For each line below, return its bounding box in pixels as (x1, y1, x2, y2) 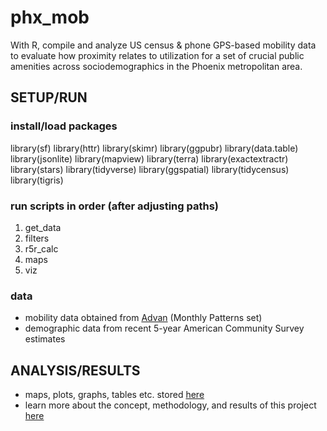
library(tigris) (10, 174, 64, 186)
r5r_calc (24, 242, 59, 255)
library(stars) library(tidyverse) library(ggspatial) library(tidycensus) (10, 163, 290, 175)
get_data (24, 221, 62, 233)
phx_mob (10, 6, 90, 29)
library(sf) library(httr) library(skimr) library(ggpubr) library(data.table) (10, 142, 299, 154)
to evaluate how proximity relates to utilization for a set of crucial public (10, 49, 305, 61)
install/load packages (10, 119, 118, 133)
